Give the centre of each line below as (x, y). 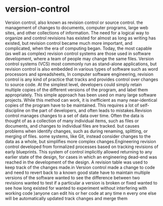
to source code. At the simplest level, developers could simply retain (73, 84)
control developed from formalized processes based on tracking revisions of (82, 147)
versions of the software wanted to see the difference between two (72, 178)
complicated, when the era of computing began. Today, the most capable (79, 48)
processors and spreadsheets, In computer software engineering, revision (79, 74)
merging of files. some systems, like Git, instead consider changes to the (78, 136)
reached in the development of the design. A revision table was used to (76, 162)
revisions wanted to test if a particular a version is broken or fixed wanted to (81, 183)
